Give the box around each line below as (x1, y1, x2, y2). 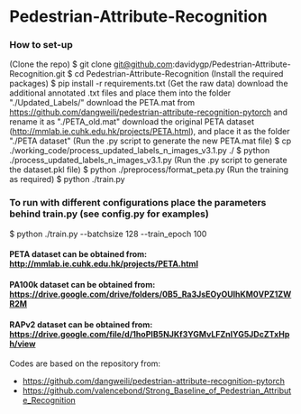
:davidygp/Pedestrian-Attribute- (172, 59, 291, 69)
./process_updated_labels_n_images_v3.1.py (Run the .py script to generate (9, 155, 287, 166)
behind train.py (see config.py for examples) (9, 207, 209, 220)
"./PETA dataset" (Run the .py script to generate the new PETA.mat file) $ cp (9, 135, 291, 146)
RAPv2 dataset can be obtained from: (9, 318, 153, 330)
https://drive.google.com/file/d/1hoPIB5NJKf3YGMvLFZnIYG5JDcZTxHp (9, 328, 290, 339)
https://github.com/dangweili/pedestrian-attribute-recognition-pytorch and (9, 106, 288, 118)
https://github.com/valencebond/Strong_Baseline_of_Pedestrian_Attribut (22, 385, 292, 396)
